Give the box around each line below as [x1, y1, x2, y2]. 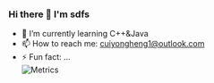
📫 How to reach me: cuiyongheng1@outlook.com [21, 38, 205, 49]
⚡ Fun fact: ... [21, 52, 71, 62]
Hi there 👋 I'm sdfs [8, 8, 90, 21]
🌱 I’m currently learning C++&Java [21, 29, 149, 39]
